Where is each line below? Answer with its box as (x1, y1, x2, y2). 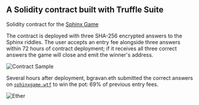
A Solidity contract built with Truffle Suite (6, 5, 164, 15)
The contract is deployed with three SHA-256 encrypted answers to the (6, 32, 182, 39)
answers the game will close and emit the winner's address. (6, 51, 154, 58)
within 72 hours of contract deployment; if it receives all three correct (6, 45, 177, 52)
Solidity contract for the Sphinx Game (6, 20, 99, 27)
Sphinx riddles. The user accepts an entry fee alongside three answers (6, 38, 180, 45)
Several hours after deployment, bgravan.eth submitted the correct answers (6, 74, 193, 81)
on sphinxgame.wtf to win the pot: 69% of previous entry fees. (6, 81, 159, 88)
